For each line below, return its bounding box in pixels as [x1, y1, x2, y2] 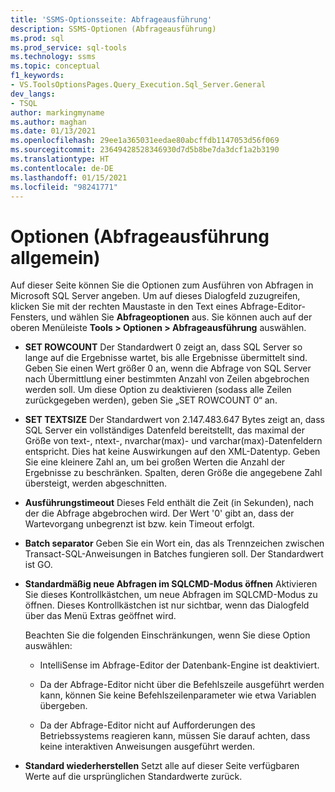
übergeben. [39, 700, 88, 712]
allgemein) [10, 246, 101, 269]
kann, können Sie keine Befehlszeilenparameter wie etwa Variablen [39, 689, 317, 701]
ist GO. [24, 559, 53, 571]
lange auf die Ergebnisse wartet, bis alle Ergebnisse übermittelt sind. [24, 352, 308, 364]
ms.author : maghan [10, 117, 87, 127]
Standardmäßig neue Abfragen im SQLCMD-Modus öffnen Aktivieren [24, 578, 318, 590]
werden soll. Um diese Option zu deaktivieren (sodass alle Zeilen [24, 384, 292, 396]
